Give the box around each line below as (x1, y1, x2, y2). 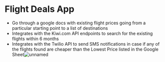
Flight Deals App (4, 3, 75, 15)
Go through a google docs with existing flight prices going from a (11, 20, 146, 26)
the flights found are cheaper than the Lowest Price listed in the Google (11, 46, 159, 52)
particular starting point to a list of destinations (11, 25, 108, 31)
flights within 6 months (11, 36, 59, 42)
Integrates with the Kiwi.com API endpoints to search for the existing (11, 30, 153, 36)
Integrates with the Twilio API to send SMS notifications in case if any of (11, 41, 160, 47)
